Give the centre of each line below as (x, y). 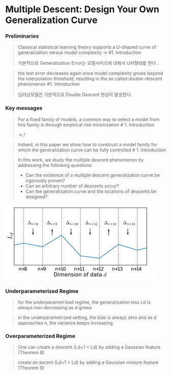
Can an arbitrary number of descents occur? (72, 186)
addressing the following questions (55, 165)
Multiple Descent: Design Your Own (82, 9)
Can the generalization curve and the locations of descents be (91, 191)
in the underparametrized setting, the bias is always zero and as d (87, 317)
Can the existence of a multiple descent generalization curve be (93, 175)
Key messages (24, 108)
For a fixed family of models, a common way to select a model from (89, 119)
